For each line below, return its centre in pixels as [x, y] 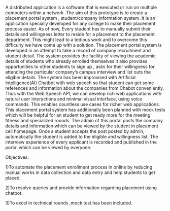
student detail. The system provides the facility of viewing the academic [80, 56]
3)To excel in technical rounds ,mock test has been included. [69, 203]
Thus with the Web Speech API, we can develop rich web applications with [83, 94]
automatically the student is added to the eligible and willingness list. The [82, 137]
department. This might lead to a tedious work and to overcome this [76, 40]
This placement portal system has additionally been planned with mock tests [85, 110]
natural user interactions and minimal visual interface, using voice [74, 99]
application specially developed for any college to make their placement [80, 23]
